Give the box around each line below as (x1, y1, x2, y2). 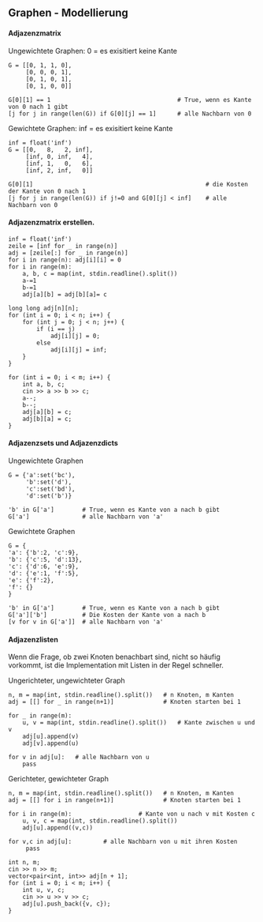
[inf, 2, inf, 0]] (25, 166, 93, 175)
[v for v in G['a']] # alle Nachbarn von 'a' (8, 618, 164, 626)
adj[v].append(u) (22, 739, 80, 747)
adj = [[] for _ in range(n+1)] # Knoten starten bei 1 (8, 698, 242, 706)
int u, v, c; (22, 886, 65, 894)
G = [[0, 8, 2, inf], (8, 145, 93, 153)
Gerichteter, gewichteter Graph (8, 774, 109, 784)
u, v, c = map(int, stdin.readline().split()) (22, 817, 178, 825)
